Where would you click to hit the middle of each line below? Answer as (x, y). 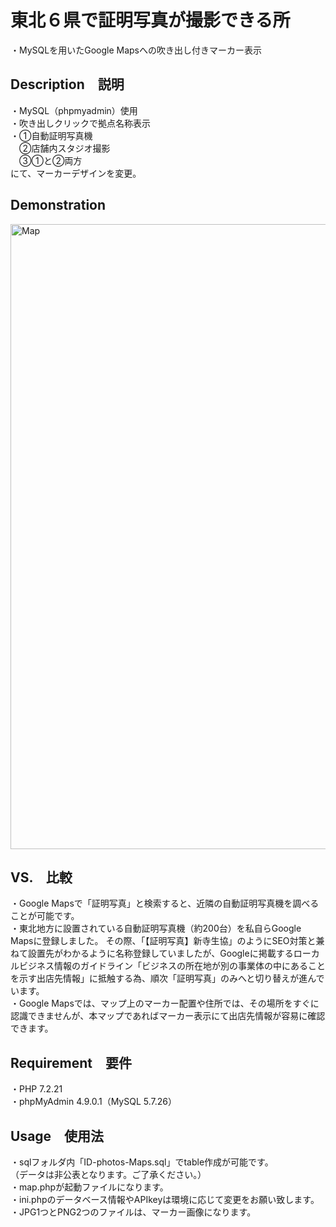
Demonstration (58, 205)
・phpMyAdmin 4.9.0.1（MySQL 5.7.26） (93, 1102)
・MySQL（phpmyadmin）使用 (74, 110)
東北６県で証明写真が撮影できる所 (150, 20)
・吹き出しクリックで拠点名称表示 (80, 123)
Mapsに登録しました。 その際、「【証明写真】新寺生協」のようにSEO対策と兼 (167, 941)
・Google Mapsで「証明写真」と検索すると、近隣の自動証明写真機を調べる (165, 903)
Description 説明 (67, 84)
